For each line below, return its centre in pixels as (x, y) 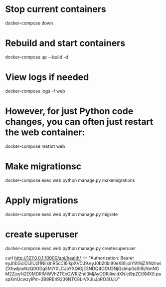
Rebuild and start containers (65, 43)
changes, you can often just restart (79, 122)
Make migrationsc (43, 166)
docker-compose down (29, 23)
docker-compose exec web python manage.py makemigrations (70, 180)
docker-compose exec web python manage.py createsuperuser (71, 248)
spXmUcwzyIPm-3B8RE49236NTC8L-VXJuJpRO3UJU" (63, 279)
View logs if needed (47, 77)
